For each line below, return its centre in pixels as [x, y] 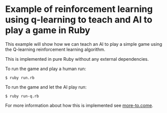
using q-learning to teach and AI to [79, 20]
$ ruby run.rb [20, 78]
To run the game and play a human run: [46, 69]
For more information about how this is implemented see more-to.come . [79, 105]
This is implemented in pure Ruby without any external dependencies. [77, 59]
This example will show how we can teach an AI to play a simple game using [84, 44]
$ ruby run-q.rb [22, 96]
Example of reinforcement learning [79, 9]
